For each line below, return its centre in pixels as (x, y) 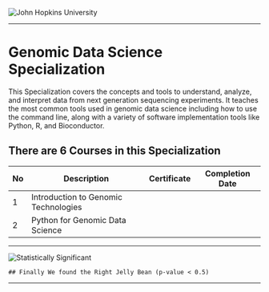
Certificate (170, 178)
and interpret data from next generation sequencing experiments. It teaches (133, 99)
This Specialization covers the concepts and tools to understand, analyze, (130, 91)
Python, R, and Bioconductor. (56, 125)
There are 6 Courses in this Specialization (115, 151)
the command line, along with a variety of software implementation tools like (134, 117)
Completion (228, 173)
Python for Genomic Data (79, 220)
